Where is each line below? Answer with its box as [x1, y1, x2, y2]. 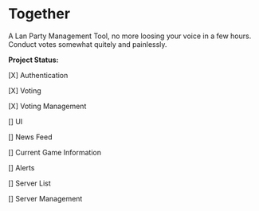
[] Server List [8, 178, 52, 188]
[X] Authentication [8, 70, 69, 80]
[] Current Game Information [8, 147, 102, 157]
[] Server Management [8, 193, 83, 203]
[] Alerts [8, 162, 35, 172]
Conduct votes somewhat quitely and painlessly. [8, 39, 167, 49]
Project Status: [8, 55, 59, 64]
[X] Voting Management [8, 101, 87, 111]
